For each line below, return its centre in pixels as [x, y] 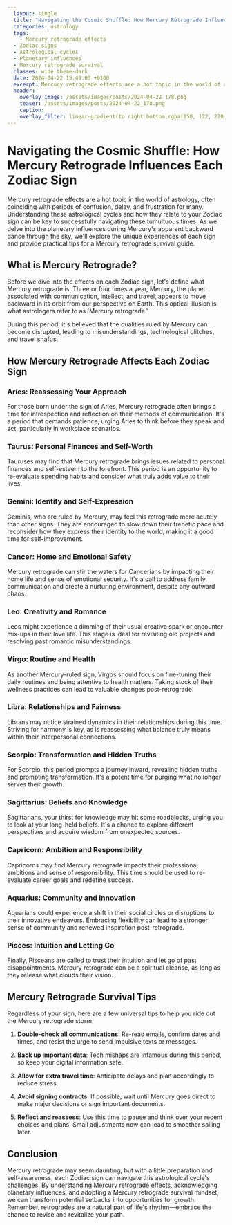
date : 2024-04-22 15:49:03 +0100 [61, 78]
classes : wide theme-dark [51, 71]
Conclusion [32, 1153]
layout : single [35, 13]
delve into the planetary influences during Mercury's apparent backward [110, 228]
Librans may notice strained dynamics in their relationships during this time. [115, 722]
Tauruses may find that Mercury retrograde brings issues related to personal [116, 461]
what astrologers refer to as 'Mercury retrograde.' [78, 311]
